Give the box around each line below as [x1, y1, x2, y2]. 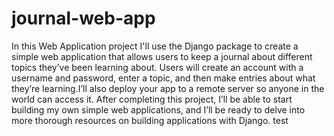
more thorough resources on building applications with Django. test [11, 114, 289, 126]
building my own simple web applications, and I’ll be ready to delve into [11, 103, 306, 116]
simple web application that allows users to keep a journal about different [11, 50, 313, 62]
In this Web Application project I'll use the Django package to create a [11, 40, 299, 52]
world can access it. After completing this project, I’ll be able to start [11, 93, 293, 105]
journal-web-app [11, 7, 156, 30]
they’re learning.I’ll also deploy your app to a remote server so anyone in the [11, 82, 325, 94]
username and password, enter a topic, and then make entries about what [11, 72, 316, 84]
